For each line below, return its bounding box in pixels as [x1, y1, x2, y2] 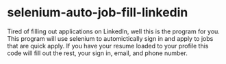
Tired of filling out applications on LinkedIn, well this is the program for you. [7, 27, 221, 35]
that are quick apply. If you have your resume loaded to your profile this [7, 42, 209, 50]
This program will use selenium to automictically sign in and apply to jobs [7, 34, 214, 42]
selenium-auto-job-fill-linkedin [7, 5, 188, 20]
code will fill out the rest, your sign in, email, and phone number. [7, 49, 188, 57]
